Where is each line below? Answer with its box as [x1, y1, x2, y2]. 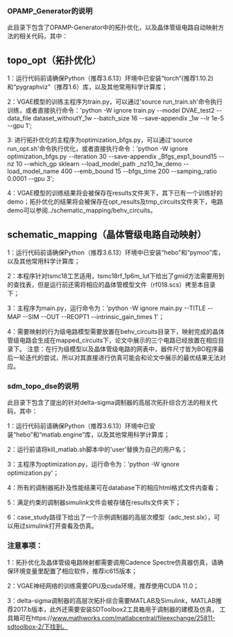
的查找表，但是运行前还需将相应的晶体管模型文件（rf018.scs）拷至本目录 [7, 280, 216, 289]
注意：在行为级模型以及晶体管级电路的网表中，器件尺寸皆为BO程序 [26, 344, 218, 353]
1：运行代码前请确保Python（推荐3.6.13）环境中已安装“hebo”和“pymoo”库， [7, 248, 225, 257]
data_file [7, 114, 32, 122]
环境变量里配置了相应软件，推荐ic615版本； [12, 567, 138, 575]
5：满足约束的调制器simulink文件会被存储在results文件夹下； [7, 499, 182, 507]
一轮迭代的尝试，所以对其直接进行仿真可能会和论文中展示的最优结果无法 [12, 353, 220, 362]
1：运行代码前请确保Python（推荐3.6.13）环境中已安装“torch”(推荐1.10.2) [7, 74, 214, 83]
